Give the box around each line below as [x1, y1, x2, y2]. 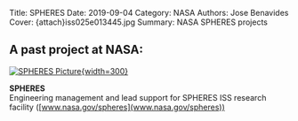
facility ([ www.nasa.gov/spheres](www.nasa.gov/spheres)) [9, 102, 225, 112]
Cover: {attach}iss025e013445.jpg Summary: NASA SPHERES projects [9, 17, 269, 27]
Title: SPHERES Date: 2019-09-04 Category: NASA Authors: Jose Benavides [9, 8, 289, 18]
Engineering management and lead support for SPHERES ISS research [9, 92, 267, 102]
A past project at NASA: [9, 42, 144, 57]
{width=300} [81, 65, 129, 76]
